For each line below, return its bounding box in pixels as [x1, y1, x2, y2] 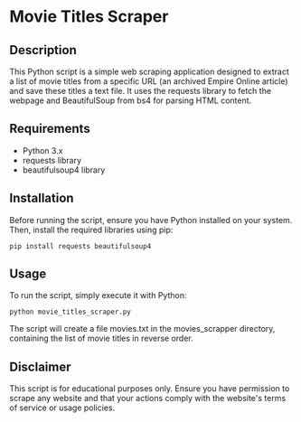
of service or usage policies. [9, 402, 116, 413]
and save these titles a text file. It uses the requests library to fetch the [9, 86, 272, 96]
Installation [9, 191, 74, 206]
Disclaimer [9, 359, 71, 374]
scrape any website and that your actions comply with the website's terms [9, 393, 287, 404]
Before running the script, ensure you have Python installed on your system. [9, 214, 293, 225]
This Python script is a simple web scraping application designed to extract [9, 66, 289, 77]
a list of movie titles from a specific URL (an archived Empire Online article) [9, 76, 288, 87]
